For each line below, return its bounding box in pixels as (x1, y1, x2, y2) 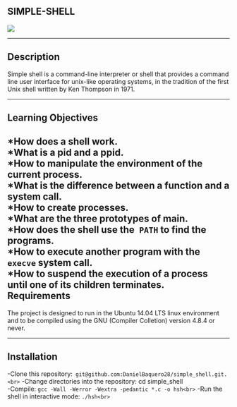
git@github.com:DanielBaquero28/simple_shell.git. (75, 370, 228, 378)
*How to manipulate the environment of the (7, 158, 203, 170)
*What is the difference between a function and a (7, 180, 230, 192)
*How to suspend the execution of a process (7, 268, 208, 280)
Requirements (7, 290, 71, 302)
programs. (7, 235, 54, 247)
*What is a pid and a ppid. (7, 147, 124, 159)
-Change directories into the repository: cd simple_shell (21, 377, 183, 385)
